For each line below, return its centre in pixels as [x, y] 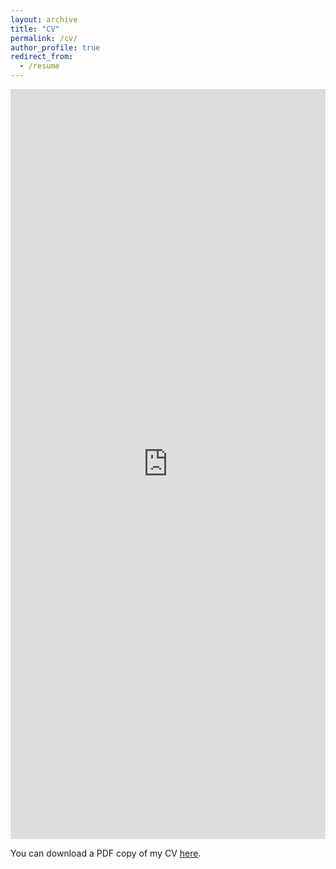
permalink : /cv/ [44, 38]
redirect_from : [42, 57]
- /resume [39, 66]
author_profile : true [55, 47]
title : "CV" [35, 29]
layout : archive [44, 19]
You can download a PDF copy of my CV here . [106, 853]
